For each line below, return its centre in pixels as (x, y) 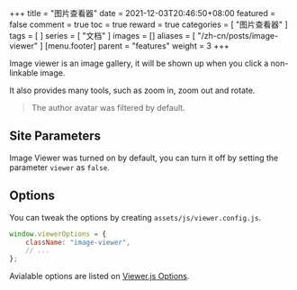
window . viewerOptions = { (58, 234)
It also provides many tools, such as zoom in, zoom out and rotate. (132, 90)
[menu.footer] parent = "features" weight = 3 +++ (137, 46)
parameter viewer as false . (59, 167)
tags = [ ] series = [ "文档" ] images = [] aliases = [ (103, 36)
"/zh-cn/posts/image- (238, 36)
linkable (24, 73)
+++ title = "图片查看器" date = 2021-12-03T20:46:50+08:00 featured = (143, 13)
